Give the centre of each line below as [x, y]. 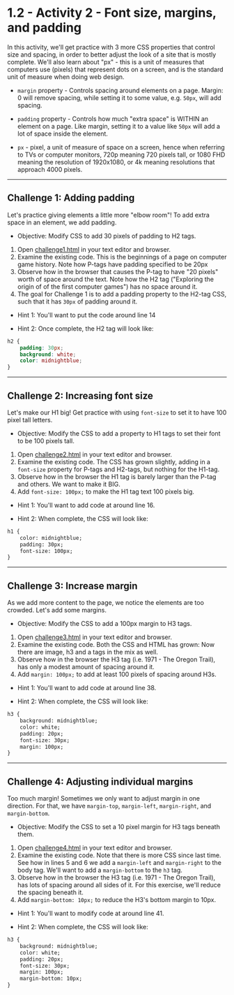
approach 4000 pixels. [50, 169]
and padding [45, 28]
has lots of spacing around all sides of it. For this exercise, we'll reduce [119, 885]
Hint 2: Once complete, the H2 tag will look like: [85, 328]
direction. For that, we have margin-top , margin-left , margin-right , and [109, 806]
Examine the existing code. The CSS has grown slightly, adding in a [114, 461]
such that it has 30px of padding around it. [77, 301]
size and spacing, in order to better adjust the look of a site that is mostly [112, 55]
